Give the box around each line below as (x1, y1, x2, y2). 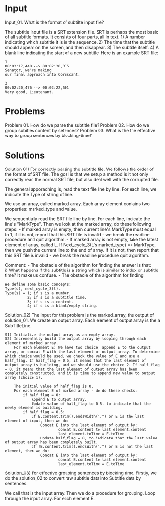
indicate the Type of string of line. (5, 191, 74, 197)
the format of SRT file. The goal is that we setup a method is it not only (5, 171, 149, 177)
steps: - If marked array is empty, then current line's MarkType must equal (5, 226, 156, 232)
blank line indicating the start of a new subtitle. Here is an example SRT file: (5, 50, 159, 56)
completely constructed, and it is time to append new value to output (5, 371, 155, 376)
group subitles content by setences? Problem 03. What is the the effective (5, 127, 156, 133)
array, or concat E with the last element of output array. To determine (5, 349, 160, 354)
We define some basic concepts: (5, 282, 71, 287)
